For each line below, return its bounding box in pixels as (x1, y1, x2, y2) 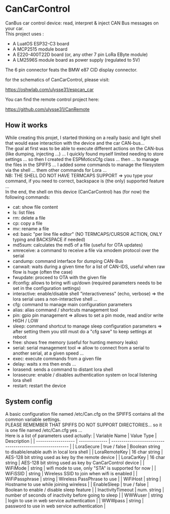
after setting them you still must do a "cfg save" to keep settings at (12, 328, 152, 334)
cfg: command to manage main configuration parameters (12, 301, 132, 307)
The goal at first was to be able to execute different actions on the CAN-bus (5, 145, 164, 151)
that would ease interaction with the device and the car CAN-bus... (5, 140, 145, 146)
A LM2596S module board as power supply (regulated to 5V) (12, 57, 141, 63)
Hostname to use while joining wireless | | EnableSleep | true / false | (5, 481, 149, 487)
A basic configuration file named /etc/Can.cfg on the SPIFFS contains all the (5, 411, 164, 417)
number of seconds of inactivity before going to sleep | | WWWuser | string (5, 492, 163, 498)
